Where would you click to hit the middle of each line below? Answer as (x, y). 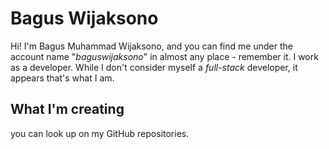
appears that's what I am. (62, 78)
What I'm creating (67, 109)
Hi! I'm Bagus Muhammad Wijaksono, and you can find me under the (151, 46)
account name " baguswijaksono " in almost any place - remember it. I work (164, 56)
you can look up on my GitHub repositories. (100, 133)
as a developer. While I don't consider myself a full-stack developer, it (154, 67)
